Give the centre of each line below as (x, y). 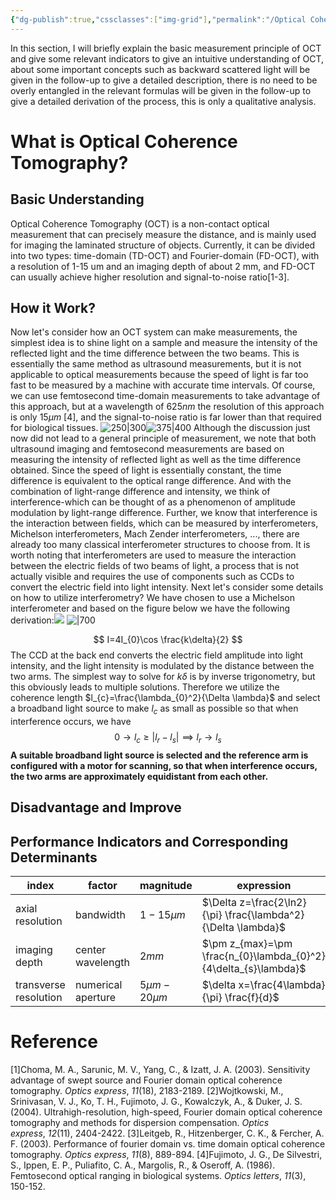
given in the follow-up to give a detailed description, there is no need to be (164, 80)
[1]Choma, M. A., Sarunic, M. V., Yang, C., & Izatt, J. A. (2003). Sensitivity (160, 1070)
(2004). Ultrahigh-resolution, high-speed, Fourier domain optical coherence (166, 1112)
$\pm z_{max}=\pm (247, 944)
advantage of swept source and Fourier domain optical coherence (146, 1080)
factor (103, 886)
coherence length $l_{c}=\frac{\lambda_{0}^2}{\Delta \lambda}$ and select (165, 698)
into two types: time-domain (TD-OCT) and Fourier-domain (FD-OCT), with (165, 255)
